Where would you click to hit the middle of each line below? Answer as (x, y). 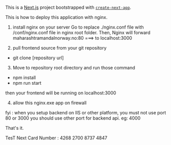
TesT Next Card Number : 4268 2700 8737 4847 (56, 138)
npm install (24, 78)
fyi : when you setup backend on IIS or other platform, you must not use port (86, 113)
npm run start (27, 83)
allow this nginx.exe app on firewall (50, 103)
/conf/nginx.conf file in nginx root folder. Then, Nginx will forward (81, 32)
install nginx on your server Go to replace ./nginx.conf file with (78, 27)
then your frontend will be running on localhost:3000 (61, 93)
